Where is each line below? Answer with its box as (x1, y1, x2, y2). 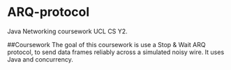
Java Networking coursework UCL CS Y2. (7, 27, 128, 35)
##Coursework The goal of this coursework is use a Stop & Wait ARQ (7, 40, 206, 49)
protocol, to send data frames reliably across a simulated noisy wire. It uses (7, 48, 225, 56)
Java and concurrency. (7, 55, 73, 63)
